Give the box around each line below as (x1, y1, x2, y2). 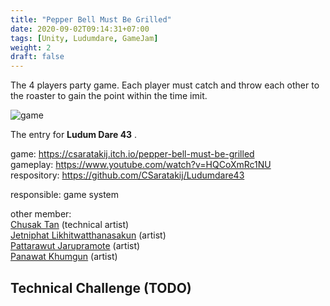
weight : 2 (10, 42, 52, 53)
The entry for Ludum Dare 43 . (10, 129, 138, 141)
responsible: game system (10, 189, 120, 201)
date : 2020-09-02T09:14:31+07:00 (10, 24, 150, 34)
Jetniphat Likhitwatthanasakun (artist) (10, 229, 167, 241)
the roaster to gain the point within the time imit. (10, 90, 208, 102)
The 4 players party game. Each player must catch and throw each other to (10, 79, 320, 91)
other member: (10, 208, 72, 220)
